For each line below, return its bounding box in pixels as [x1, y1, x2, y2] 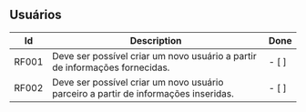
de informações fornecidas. [51, 61, 170, 74]
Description [129, 34, 182, 46]
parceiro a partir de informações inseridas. [51, 87, 235, 99]
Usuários [9, 7, 62, 23]
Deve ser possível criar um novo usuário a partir [51, 49, 257, 62]
